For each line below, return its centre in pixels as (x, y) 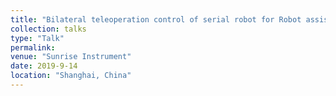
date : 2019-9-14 (44, 66)
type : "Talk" (37, 38)
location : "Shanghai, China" (71, 76)
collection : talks (48, 29)
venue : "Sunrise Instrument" (71, 57)
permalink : (33, 47)
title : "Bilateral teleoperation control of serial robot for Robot (156, 19)
